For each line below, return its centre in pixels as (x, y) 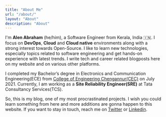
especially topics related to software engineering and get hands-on (74, 54)
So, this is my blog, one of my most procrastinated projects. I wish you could (83, 99)
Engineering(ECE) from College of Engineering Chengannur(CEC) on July (80, 79)
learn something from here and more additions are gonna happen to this (79, 104)
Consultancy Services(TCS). (34, 89)
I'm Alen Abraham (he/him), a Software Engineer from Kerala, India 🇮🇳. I (80, 38)
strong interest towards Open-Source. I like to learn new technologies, (77, 48)
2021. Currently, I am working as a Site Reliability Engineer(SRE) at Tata (79, 84)
